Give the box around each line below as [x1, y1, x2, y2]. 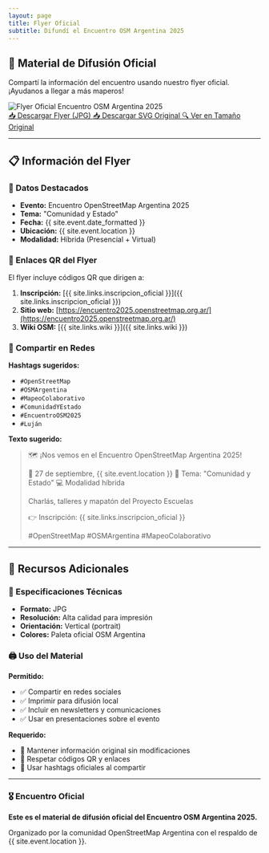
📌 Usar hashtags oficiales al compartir [19, 763, 147, 773]
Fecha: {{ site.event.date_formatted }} [19, 217, 146, 227]
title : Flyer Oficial [8, 19, 81, 27]
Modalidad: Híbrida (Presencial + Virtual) [19, 234, 156, 244]
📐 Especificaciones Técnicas [8, 586, 122, 597]
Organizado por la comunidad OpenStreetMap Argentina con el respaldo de [8, 827, 258, 837]
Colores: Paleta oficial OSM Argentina [19, 630, 146, 640]
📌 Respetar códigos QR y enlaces [19, 754, 130, 764]
